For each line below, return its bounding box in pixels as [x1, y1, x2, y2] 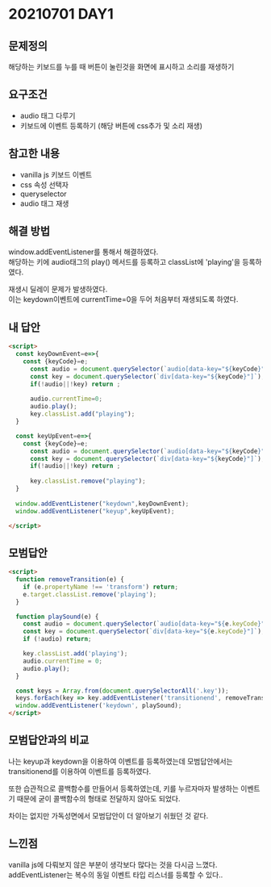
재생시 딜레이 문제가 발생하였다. [8, 284, 108, 295]
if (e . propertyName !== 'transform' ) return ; [23, 583, 179, 591]
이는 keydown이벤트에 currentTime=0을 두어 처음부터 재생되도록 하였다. [8, 295, 239, 304]
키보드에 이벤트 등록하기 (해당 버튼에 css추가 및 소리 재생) [19, 120, 203, 130]
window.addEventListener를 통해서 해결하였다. [8, 247, 159, 257]
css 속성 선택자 [19, 179, 69, 190]
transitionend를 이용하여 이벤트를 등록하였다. [8, 766, 152, 776]
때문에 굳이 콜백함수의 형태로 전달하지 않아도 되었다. [16, 793, 181, 803]
